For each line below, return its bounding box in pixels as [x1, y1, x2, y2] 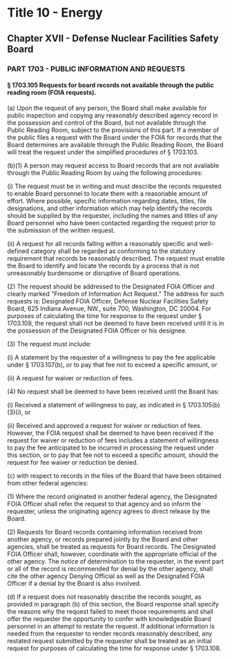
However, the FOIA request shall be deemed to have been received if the [7, 429, 214, 437]
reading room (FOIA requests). [7, 89, 97, 97]
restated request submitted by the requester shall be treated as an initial [7, 636, 212, 644]
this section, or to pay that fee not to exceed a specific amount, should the [7, 451, 219, 459]
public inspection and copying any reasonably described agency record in [7, 111, 218, 119]
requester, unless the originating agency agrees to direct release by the [7, 507, 211, 515]
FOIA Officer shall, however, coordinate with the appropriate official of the [7, 550, 217, 558]
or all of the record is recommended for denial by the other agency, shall [7, 564, 213, 573]
